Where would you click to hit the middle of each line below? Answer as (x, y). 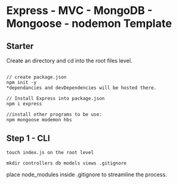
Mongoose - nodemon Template (89, 23)
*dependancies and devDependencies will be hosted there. (81, 88)
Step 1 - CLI (28, 139)
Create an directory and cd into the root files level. (69, 61)
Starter (20, 46)
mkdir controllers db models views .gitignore (66, 163)
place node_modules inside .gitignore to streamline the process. (87, 174)
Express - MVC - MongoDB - (79, 11)
